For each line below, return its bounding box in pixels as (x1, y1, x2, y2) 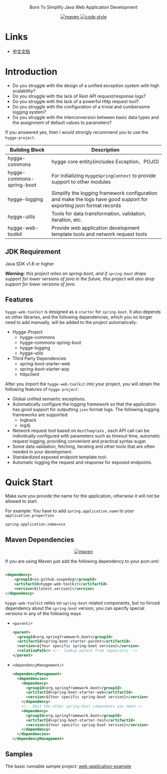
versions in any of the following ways (5, 610, 81, 616)
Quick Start (5, 476, 53, 488)
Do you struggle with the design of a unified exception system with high (12, 82, 160, 89)
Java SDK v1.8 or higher (5, 261, 55, 267)
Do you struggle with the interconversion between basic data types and (12, 114, 159, 120)
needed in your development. (12, 448, 73, 454)
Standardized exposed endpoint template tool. (12, 454, 107, 460)
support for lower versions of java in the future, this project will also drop (5, 276, 155, 282)
